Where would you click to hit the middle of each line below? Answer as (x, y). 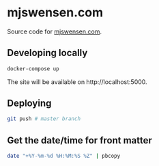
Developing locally (47, 53)
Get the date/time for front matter (79, 140)
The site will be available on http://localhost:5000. (77, 82)
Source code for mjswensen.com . (55, 31)
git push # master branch (44, 119)
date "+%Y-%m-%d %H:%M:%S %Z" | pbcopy (64, 156)
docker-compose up (33, 69)
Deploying (29, 103)
